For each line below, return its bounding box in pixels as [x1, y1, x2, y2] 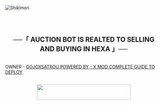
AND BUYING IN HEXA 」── [39, 45, 128, 53]
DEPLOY [5, 69, 22, 75]
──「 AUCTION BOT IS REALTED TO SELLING [13, 35, 155, 44]
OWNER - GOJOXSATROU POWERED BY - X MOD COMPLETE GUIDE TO [5, 63, 155, 69]
